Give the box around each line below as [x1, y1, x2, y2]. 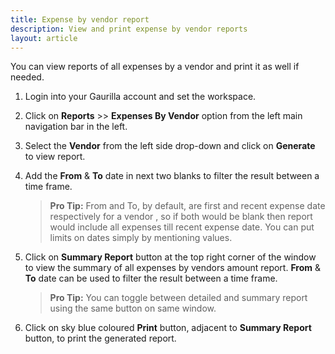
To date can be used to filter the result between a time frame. [24, 272, 278, 285]
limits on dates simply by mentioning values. [49, 232, 233, 244]
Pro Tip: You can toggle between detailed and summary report [49, 292, 308, 304]
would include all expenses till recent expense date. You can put [49, 221, 315, 233]
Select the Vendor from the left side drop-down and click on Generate [24, 140, 316, 152]
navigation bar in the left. [24, 121, 128, 133]
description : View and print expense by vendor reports [10, 24, 248, 34]
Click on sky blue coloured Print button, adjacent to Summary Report [24, 322, 312, 334]
